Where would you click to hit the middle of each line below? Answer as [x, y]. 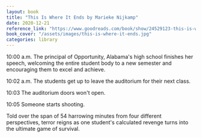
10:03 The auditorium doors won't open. [56, 93]
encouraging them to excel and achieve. [56, 69]
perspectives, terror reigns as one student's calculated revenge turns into [97, 122]
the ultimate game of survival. [43, 129]
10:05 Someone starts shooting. [46, 104]
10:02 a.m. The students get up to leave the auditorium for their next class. [99, 81]
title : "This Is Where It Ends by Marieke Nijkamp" [72, 17]
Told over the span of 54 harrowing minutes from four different [84, 116]
